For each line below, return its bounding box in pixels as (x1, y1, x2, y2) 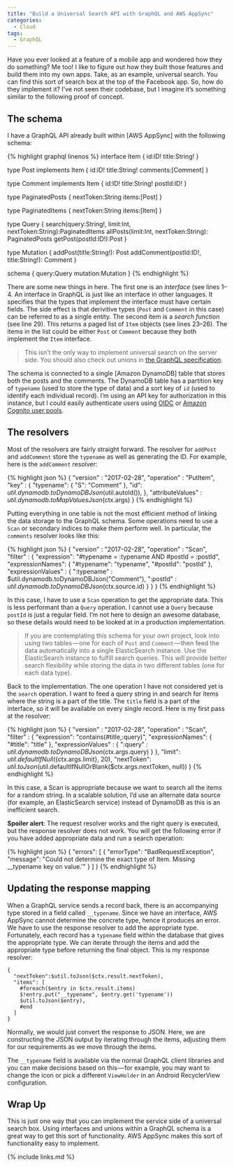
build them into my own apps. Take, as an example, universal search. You (7, 71, 218, 79)
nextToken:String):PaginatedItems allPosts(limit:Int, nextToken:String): (7, 227, 208, 235)
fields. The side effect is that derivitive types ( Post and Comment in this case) (7, 304, 225, 313)
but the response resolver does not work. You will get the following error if (7, 826, 221, 835)
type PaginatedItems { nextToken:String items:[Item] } (7, 206, 162, 214)
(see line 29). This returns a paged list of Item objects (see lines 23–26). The (7, 319, 228, 328)
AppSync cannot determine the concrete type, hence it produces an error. (7, 916, 221, 924)
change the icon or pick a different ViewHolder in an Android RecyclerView (7, 1071, 221, 1079)
